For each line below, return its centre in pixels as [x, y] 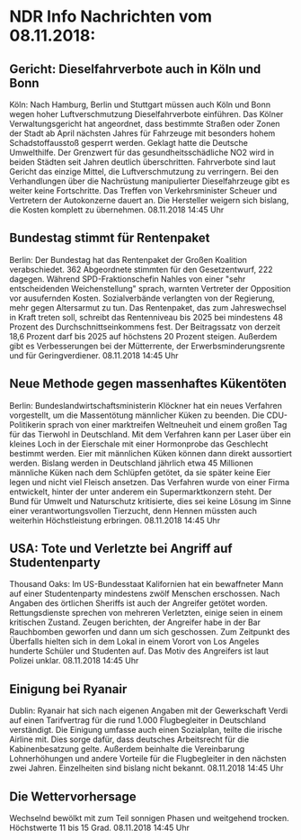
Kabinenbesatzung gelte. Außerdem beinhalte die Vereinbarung [127, 749]
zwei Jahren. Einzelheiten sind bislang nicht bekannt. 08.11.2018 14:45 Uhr [146, 768]
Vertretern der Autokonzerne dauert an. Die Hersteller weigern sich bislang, [149, 200]
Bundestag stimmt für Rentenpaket [110, 238]
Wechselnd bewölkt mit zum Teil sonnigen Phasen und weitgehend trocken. [149, 818]
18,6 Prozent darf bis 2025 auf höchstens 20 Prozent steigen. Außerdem [143, 336]
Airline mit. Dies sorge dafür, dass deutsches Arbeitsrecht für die [129, 739]
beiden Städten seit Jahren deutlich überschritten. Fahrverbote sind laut [142, 162]
